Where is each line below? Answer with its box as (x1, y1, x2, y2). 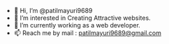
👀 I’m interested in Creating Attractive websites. (13, 14, 152, 22)
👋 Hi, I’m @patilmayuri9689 (13, 7, 93, 14)
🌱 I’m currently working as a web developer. (13, 21, 141, 29)
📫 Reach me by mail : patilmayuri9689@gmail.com (13, 29, 162, 37)
